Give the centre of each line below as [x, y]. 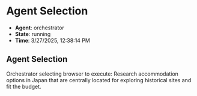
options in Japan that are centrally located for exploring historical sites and [99, 80]
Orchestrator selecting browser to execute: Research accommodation [92, 74]
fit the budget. [24, 86]
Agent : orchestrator [40, 28]
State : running [33, 34]
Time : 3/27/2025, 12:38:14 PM [52, 40]
